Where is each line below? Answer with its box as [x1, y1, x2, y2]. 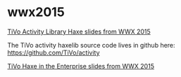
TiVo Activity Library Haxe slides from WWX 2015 [7, 27, 151, 36]
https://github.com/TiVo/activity [7, 48, 100, 57]
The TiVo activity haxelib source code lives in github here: [7, 41, 175, 49]
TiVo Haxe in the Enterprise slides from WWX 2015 [7, 62, 155, 70]
